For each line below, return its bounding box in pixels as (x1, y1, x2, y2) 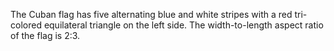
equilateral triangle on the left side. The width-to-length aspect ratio (43, 19, 324, 31)
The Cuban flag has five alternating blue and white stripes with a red (10, 9, 293, 20)
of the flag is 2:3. (10, 30, 81, 41)
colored (10, 19, 42, 31)
